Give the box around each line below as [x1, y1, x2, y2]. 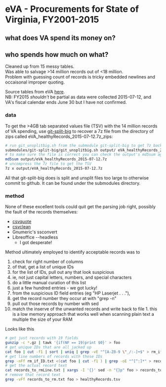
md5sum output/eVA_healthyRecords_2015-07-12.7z [5, 157, 107, 162]
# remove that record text [5, 372, 61, 378]
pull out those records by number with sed [12, 301, 99, 307]
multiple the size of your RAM [12, 316, 73, 322]
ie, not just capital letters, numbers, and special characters [12, 274, 132, 280]
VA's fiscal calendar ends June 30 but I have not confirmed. [5, 99, 127, 105]
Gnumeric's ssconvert [12, 229, 58, 235]
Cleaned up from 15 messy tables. [5, 63, 75, 70]
